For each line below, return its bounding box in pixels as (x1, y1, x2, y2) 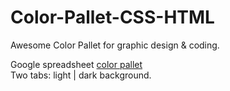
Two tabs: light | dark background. (10, 69, 152, 81)
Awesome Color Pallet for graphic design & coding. (10, 39, 220, 51)
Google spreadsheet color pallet (10, 58, 143, 70)
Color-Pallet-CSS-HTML (10, 6, 215, 29)
